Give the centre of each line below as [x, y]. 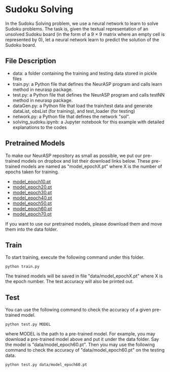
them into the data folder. [32, 229]
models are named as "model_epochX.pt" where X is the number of [92, 166]
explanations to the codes [40, 127]
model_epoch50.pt [32, 203]
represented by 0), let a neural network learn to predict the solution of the [82, 40]
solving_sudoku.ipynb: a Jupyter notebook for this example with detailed [89, 122]
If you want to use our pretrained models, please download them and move [84, 224]
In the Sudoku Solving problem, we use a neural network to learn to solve [82, 23]
